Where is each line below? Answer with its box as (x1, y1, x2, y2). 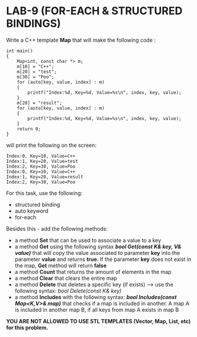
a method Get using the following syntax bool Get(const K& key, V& (14, 242, 182, 250)
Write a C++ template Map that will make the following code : (6, 36, 156, 43)
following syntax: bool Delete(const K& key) (14, 287, 122, 294)
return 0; (17, 126, 42, 132)
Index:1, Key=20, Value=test (6, 158, 78, 164)
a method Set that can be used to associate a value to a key (14, 237, 161, 244)
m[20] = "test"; (17, 68, 58, 75)
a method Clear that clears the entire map (14, 275, 117, 282)
